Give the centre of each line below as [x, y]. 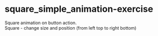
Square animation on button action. [41, 23]
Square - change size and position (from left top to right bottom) [71, 28]
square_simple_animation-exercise [79, 9]
